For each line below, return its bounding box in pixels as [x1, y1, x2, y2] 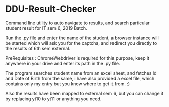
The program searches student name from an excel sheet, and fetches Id [5, 70, 157, 76]
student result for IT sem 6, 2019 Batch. [5, 25, 87, 31]
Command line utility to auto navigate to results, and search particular [5, 20, 150, 26]
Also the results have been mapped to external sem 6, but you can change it [5, 90, 164, 96]
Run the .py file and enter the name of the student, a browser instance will [5, 35, 159, 41]
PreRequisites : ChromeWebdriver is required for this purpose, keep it [5, 55, 150, 61]
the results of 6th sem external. [5, 45, 71, 51]
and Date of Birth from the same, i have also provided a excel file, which [5, 75, 155, 81]
